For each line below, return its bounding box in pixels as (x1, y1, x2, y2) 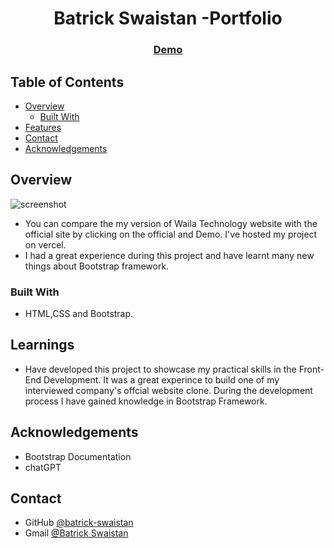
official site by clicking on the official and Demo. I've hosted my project (24, 228, 318, 240)
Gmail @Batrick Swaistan (24, 527, 129, 539)
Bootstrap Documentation (24, 450, 132, 462)
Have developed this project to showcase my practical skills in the (24, 363, 297, 375)
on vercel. (24, 238, 67, 251)
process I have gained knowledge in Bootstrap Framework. (24, 395, 268, 407)
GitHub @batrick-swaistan (24, 517, 134, 529)
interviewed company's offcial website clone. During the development (24, 384, 313, 396)
